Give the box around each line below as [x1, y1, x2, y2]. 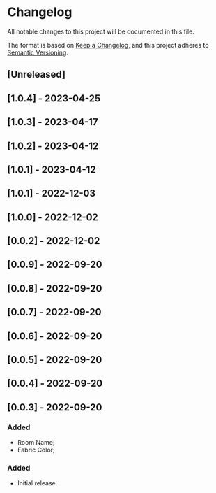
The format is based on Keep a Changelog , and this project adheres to [7, 41, 209, 49]
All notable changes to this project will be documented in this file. [7, 27, 195, 36]
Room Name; [17, 438, 55, 447]
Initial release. [17, 479, 58, 487]
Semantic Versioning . [7, 48, 68, 57]
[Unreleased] [7, 69, 66, 80]
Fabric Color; [17, 445, 55, 455]
